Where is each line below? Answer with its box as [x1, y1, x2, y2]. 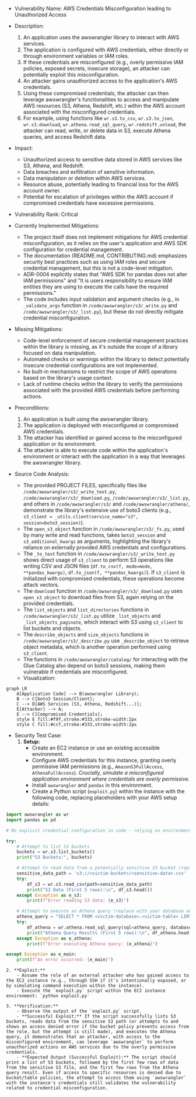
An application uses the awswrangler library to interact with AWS [23, 34, 180, 40]
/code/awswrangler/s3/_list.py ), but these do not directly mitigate [23, 308, 184, 315]
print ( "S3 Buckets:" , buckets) [16, 854, 93, 861]
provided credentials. [23, 600, 75, 607]
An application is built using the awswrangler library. [23, 415, 149, 422]
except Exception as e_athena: [16, 936, 93, 941]
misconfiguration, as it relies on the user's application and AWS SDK [23, 240, 188, 246]
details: [32, 800, 50, 807]
